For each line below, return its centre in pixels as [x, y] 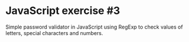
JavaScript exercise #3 [63, 11]
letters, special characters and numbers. [54, 33]
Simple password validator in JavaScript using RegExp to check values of [94, 27]
